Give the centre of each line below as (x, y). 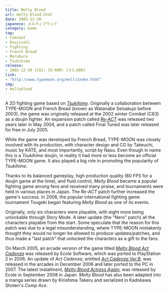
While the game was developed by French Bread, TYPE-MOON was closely (83, 139)
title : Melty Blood (26, 10)
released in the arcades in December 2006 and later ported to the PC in (79, 264)
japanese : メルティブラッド (31, 24)
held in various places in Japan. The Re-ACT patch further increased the (80, 191)
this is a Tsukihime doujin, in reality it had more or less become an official (81, 155)
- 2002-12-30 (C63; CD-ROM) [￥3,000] (45, 70)
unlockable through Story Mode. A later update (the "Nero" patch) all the (80, 217)
